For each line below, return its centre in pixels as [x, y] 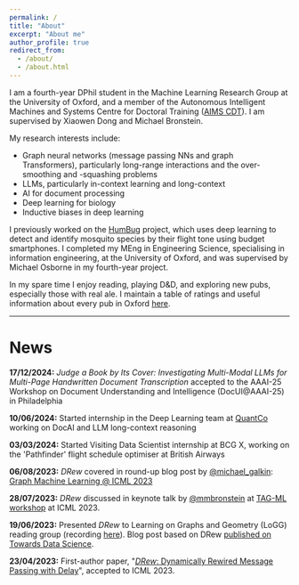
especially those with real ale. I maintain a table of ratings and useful [135, 294]
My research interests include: [65, 138]
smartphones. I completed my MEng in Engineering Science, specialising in [147, 248]
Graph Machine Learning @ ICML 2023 [81, 481]
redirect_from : [37, 51]
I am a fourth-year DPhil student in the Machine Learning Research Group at [149, 92]
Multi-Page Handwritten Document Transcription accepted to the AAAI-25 [145, 382]
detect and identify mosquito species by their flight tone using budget [137, 239]
